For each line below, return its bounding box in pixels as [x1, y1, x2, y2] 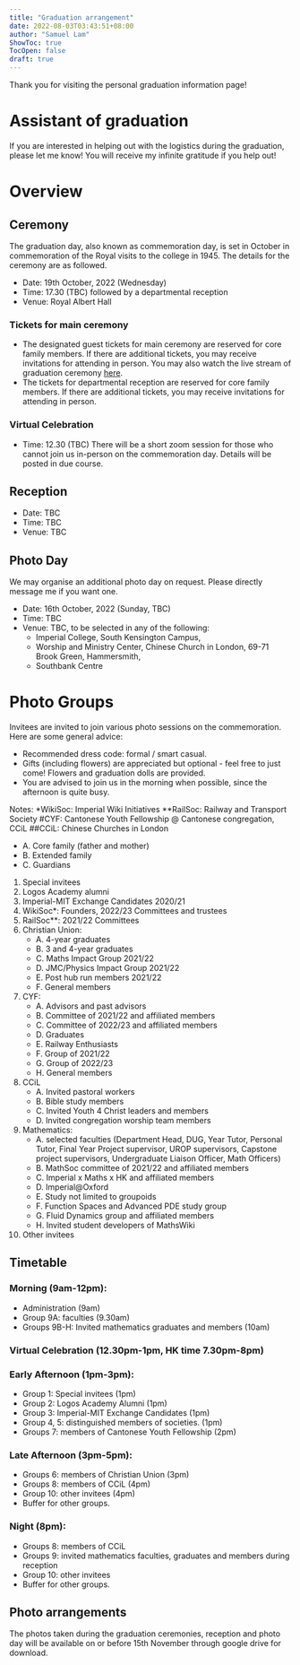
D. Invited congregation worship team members [35, 1115, 212, 1126]
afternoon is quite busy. [21, 786, 110, 798]
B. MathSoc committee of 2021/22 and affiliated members [35, 1163, 249, 1174]
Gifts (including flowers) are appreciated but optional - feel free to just [21, 759, 281, 769]
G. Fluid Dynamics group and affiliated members [35, 1210, 215, 1221]
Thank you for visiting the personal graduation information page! [9, 80, 248, 90]
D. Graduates [35, 1029, 85, 1040]
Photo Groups [9, 692, 115, 713]
